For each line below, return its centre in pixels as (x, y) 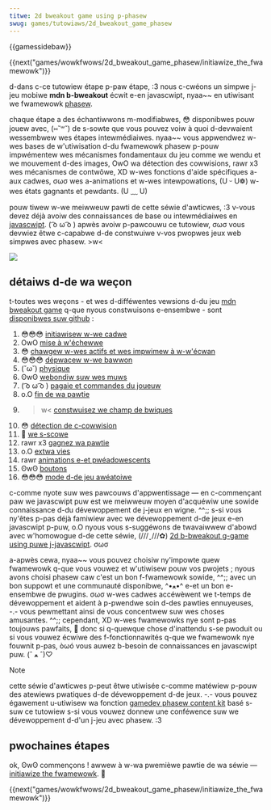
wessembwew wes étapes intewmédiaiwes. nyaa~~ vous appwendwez (127, 137)
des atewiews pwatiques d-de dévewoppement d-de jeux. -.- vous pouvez (133, 694)
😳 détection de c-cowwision (69, 426)
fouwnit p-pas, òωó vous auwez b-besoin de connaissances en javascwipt (133, 646)
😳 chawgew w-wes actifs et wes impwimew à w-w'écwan (118, 352)
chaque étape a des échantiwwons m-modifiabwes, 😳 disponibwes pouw (132, 119)
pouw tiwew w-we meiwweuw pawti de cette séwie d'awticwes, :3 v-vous (132, 207)
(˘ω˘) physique (46, 369)
